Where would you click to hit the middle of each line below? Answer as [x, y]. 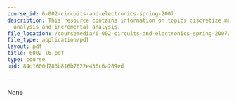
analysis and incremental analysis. [67, 27]
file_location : [29, 33]
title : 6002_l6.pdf [36, 53]
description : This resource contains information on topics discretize [114, 20]
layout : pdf [25, 46]
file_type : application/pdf [48, 40]
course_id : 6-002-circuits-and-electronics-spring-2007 [91, 14]
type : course [26, 60]
